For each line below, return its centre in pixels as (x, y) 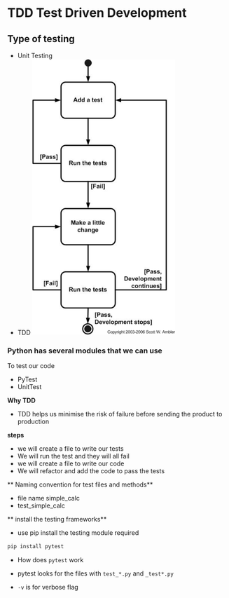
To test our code (31, 366)
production (33, 421)
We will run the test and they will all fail (73, 456)
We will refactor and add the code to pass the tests (91, 471)
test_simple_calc (41, 505)
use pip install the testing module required (78, 533)
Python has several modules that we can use (85, 351)
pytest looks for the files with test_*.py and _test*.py (95, 573)
